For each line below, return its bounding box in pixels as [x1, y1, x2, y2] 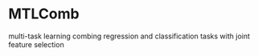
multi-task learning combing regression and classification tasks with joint [8, 31, 251, 41]
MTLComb [8, 5, 80, 23]
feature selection [8, 39, 64, 49]
